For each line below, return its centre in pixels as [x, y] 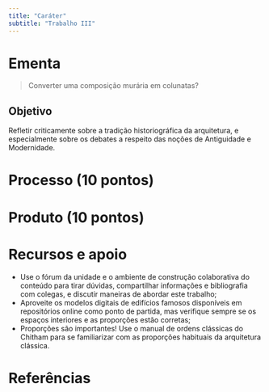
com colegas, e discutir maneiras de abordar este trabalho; [118, 294]
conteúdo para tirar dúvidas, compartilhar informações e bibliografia [134, 285]
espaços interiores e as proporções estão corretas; [105, 319]
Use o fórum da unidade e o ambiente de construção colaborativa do [135, 276]
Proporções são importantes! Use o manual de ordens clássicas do [132, 328]
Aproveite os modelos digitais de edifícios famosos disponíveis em [131, 302]
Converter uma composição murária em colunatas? [113, 86]
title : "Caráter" [38, 16]
